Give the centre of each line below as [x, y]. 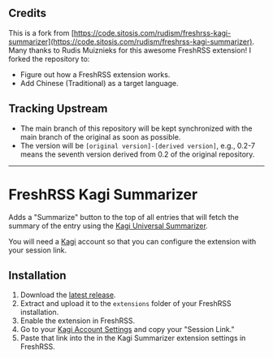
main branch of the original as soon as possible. [100, 136]
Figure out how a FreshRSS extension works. [95, 74]
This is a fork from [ [41, 32]
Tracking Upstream [58, 109]
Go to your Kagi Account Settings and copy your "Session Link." [127, 330]
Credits [28, 13]
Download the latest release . [68, 295]
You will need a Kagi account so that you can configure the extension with [132, 241]
